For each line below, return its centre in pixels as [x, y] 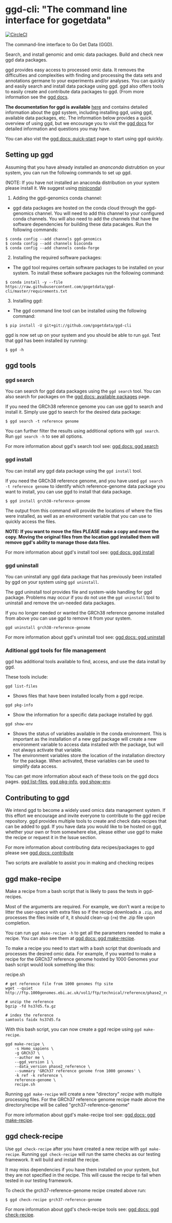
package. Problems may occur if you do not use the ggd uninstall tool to [83, 598]
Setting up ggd [29, 155]
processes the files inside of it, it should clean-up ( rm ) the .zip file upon [80, 917]
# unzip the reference [29, 1002]
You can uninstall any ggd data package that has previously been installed [84, 577]
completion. [18, 923]
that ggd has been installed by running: [47, 340]
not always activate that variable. [48, 750]
